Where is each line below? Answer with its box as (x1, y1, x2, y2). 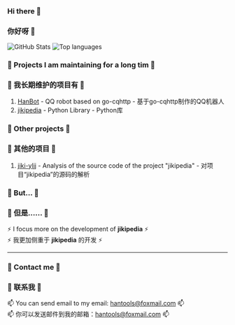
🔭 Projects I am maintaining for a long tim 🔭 (7, 60, 155, 70)
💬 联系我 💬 (7, 282, 42, 292)
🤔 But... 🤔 (7, 188, 40, 198)
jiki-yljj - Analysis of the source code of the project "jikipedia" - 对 (17, 161, 208, 170)
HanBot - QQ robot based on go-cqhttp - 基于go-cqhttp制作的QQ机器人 (17, 97, 225, 106)
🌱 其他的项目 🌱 (7, 144, 57, 154)
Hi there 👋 (7, 6, 42, 16)
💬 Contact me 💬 (7, 262, 61, 272)
